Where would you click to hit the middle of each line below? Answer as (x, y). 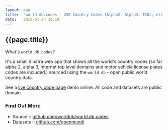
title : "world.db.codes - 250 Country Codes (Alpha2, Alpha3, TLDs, (80, 15)
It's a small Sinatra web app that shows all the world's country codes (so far (84, 61)
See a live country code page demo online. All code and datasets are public (83, 87)
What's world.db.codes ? (30, 52)
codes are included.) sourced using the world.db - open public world (76, 72)
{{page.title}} (27, 40)
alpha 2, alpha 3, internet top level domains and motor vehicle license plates (84, 67)
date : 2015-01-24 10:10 (32, 19)
